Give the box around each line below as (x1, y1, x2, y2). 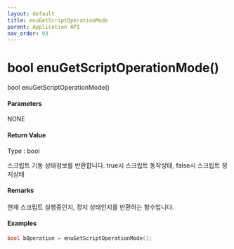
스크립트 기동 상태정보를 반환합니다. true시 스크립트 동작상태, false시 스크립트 (7, 161, 221, 169)
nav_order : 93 (7, 29, 49, 37)
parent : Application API (7, 23, 80, 30)
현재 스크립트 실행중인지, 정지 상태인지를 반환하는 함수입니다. (7, 203, 174, 211)
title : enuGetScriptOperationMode (7, 17, 109, 24)
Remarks (7, 187, 34, 195)
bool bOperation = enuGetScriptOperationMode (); (7, 235, 152, 242)
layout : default (7, 10, 55, 18)
